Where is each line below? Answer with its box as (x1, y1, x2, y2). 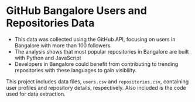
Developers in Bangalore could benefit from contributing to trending (14, 60, 179, 68)
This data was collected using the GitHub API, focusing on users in (14, 36, 176, 43)
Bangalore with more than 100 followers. (14, 42, 112, 49)
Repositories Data (6, 16, 95, 30)
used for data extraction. (6, 90, 66, 97)
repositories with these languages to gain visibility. (14, 66, 137, 73)
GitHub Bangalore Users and (6, 4, 148, 17)
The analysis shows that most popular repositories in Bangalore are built (14, 48, 189, 55)
